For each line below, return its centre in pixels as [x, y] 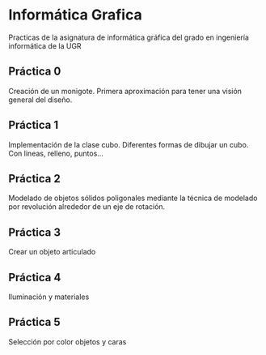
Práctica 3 [35, 232]
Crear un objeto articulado [52, 252]
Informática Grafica [76, 15]
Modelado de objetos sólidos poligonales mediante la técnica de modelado [133, 198]
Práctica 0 [35, 72]
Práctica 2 [34, 179]
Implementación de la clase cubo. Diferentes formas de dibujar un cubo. [129, 144]
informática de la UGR [45, 45]
